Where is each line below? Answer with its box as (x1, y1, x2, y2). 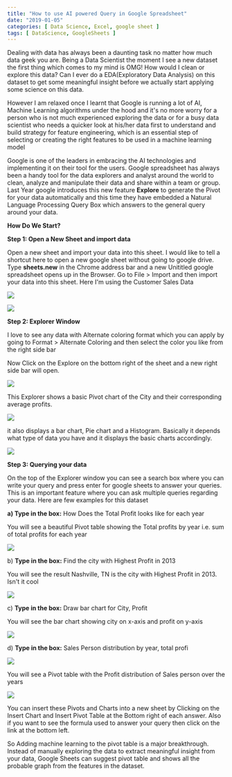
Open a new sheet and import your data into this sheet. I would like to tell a (7, 248, 220, 257)
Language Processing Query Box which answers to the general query (7, 200, 206, 209)
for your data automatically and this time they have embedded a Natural (7, 194, 212, 202)
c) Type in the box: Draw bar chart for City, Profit (7, 604, 148, 613)
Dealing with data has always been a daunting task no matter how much (7, 49, 213, 57)
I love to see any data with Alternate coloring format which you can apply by (7, 331, 224, 339)
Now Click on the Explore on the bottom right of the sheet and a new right (7, 359, 218, 368)
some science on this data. (7, 85, 84, 94)
